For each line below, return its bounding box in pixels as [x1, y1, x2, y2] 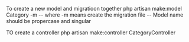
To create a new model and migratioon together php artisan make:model [6, 5, 182, 12]
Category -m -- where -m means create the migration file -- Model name [6, 11, 184, 18]
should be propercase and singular [6, 18, 92, 24]
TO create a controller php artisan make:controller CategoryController [6, 29, 176, 36]
